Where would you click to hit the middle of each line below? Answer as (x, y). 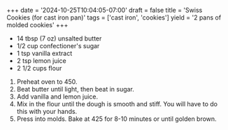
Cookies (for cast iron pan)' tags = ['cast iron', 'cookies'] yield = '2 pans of (114, 17)
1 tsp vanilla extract (44, 53)
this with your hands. (47, 111)
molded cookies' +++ (37, 25)
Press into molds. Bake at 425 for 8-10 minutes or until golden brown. (117, 119)
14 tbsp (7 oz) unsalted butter (59, 38)
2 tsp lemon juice (42, 61)
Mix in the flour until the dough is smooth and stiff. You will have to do (117, 104)
